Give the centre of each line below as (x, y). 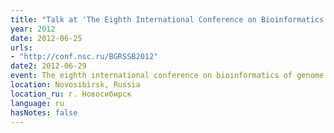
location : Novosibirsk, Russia (75, 85)
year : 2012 (33, 29)
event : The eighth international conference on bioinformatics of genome (167, 76)
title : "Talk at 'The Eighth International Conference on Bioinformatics (167, 19)
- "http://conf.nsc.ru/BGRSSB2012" (84, 57)
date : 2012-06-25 (46, 38)
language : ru (37, 103)
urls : (21, 47)
